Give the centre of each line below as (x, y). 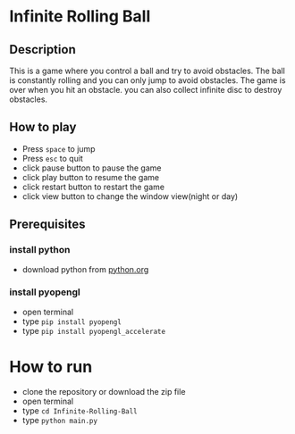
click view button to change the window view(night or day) (130, 196)
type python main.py (60, 420)
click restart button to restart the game (93, 187)
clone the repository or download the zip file (104, 391)
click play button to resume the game (90, 177)
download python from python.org (85, 269)
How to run (51, 367)
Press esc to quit (52, 158)
